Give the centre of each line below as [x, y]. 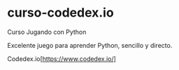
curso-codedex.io [60, 13]
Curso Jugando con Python [47, 32]
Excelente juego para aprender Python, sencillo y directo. [90, 45]
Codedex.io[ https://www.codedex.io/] [62, 59]
